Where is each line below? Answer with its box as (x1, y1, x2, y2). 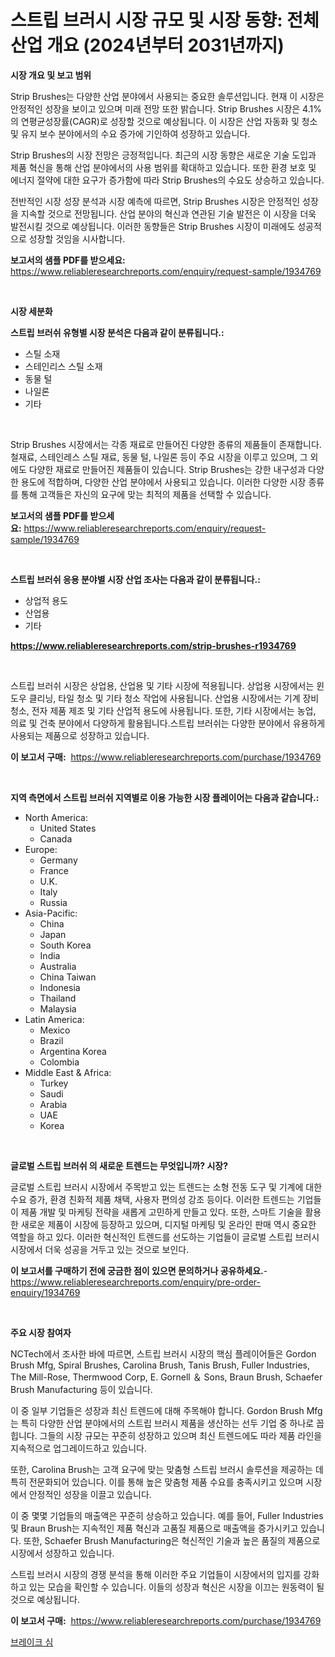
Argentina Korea (39, 1045, 107, 1057)
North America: (24, 811, 88, 823)
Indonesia (39, 981, 81, 993)
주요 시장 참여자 (10, 1326, 72, 1338)
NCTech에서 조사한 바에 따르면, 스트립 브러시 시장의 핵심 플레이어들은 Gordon (10, 1347, 317, 1360)
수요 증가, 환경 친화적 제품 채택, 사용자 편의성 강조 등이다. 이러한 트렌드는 (10, 1193, 295, 1205)
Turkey (39, 1077, 69, 1089)
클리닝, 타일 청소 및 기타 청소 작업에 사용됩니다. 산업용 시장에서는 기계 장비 (28, 692, 320, 704)
